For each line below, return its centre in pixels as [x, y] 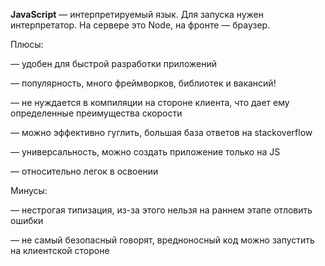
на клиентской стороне [60, 250]
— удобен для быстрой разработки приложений [113, 63]
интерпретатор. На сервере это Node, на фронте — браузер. [140, 25]
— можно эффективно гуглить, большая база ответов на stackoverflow [161, 132]
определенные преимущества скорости [96, 113]
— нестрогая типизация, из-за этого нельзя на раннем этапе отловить [161, 210]
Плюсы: [27, 44]
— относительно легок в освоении [84, 171]
